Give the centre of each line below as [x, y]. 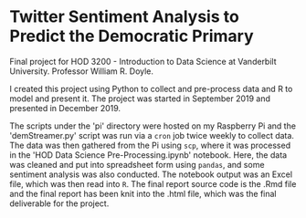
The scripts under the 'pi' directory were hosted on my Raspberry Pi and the [153, 126]
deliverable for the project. [59, 203]
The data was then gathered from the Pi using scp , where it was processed [150, 145]
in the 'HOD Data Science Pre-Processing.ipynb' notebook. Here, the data [148, 155]
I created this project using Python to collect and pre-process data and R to [151, 88]
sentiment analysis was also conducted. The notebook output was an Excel [151, 174]
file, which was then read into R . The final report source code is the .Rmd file [153, 183]
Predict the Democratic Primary [132, 36]
